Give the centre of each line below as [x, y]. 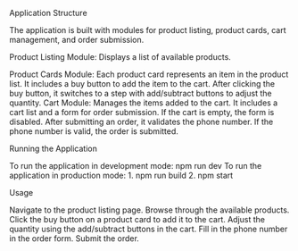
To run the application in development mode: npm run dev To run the [136, 166]
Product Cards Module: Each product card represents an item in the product [149, 74]
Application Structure [48, 13]
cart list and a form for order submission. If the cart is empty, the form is [142, 112]
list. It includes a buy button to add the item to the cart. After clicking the [142, 84]
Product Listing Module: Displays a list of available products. [120, 57]
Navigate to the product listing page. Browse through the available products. [149, 210]
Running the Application [54, 148]
